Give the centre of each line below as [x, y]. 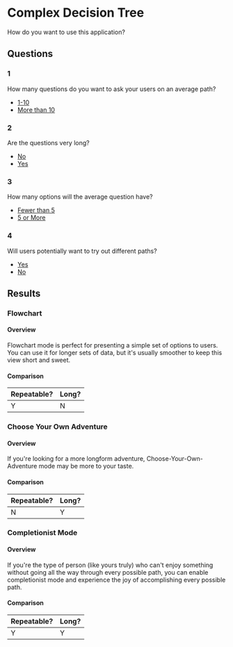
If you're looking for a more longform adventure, [76, 459]
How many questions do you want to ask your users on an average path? [112, 89]
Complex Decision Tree [76, 13]
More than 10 [36, 110]
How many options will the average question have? [80, 197]
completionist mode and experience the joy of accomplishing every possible [116, 580]
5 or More [31, 218]
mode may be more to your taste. [86, 466]
